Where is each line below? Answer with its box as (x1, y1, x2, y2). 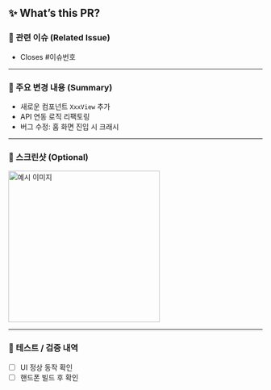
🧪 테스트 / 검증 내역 (8, 342, 78, 354)
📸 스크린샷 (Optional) (8, 151, 89, 162)
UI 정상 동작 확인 (19, 363, 73, 372)
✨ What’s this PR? (8, 6, 101, 20)
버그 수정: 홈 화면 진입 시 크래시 (19, 121, 119, 132)
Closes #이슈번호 (19, 52, 77, 61)
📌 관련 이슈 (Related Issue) (8, 32, 110, 44)
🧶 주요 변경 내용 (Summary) (8, 82, 113, 93)
